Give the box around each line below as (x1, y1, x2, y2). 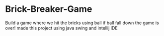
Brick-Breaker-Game (5, 3, 92, 15)
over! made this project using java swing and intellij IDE (5, 25, 118, 31)
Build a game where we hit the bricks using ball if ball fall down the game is (5, 20, 159, 26)
